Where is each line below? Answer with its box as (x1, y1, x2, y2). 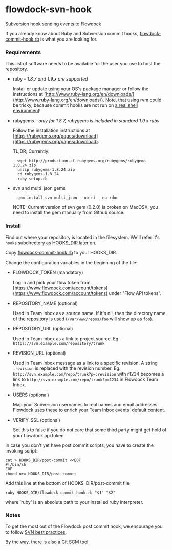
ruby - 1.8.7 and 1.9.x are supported (12, 76, 88, 82)
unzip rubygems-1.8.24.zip (17, 167, 75, 172)
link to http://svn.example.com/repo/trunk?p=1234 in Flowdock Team (12, 376, 159, 382)
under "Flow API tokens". (109, 290, 162, 296)
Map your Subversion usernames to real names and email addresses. (12, 401, 159, 407)
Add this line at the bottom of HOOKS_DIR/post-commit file (5, 480, 130, 486)
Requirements (5, 49, 41, 56)
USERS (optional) (12, 391, 50, 398)
